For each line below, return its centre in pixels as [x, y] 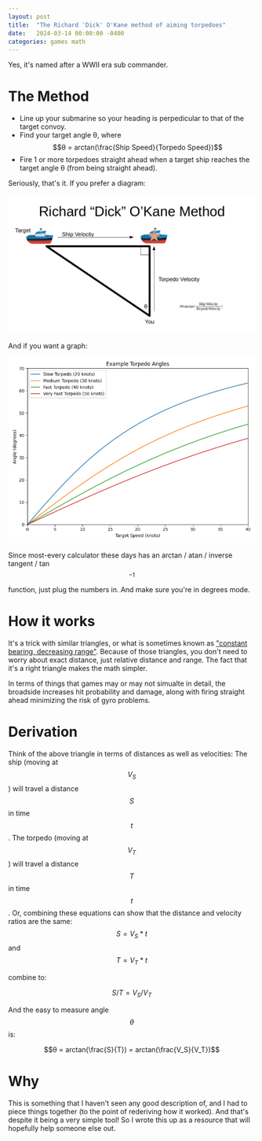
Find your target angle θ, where [70, 135]
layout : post [29, 17]
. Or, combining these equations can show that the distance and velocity [125, 913]
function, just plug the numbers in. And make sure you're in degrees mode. [129, 589]
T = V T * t [132, 961]
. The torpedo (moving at [48, 837]
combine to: [27, 977]
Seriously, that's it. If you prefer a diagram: [77, 183]
